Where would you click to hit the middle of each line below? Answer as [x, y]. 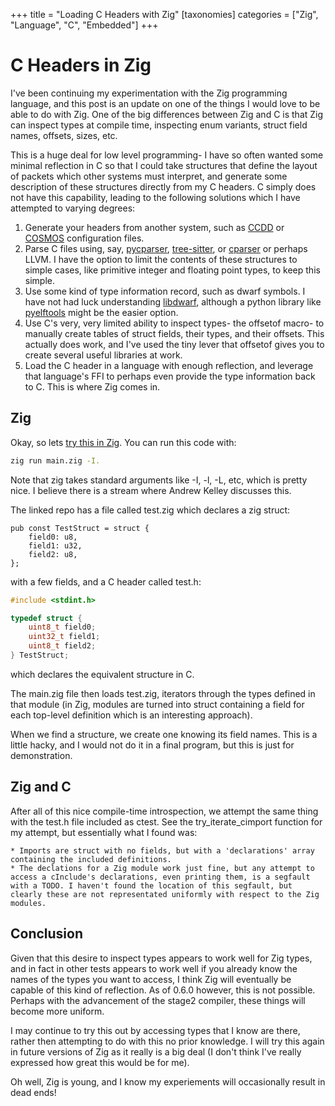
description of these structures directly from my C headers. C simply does [163, 186]
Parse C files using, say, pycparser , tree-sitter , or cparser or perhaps [166, 248]
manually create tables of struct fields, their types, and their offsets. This [174, 333]
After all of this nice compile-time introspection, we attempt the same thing [164, 811]
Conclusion [47, 934]
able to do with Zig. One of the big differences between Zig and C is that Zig [167, 114]
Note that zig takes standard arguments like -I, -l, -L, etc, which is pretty [159, 480]
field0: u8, [53, 537]
